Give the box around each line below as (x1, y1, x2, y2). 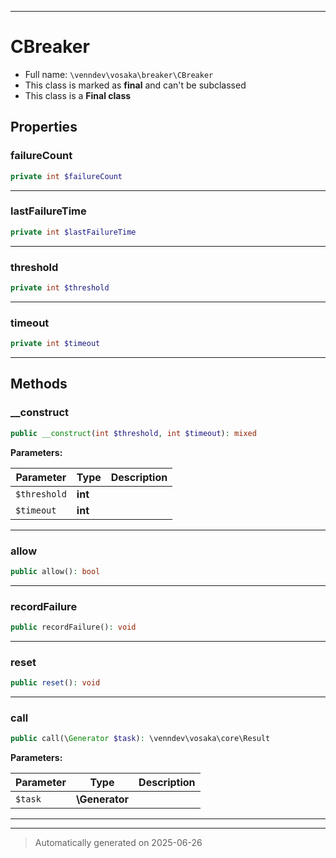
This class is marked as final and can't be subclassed (24, 79, 247, 91)
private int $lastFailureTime (10, 227, 137, 237)
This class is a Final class (24, 89, 132, 101)
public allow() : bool (10, 566, 101, 576)
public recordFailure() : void (10, 622, 137, 633)
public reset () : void (10, 678, 101, 688)
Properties (10, 119, 78, 136)
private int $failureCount (10, 171, 123, 181)
